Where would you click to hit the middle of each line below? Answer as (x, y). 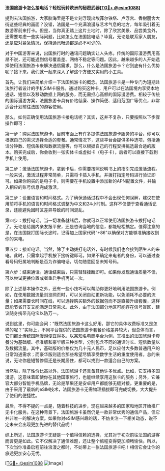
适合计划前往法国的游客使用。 (35, 107)
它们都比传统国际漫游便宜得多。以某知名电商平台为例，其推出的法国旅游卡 (80, 336)
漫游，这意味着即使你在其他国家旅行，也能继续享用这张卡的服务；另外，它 (80, 377)
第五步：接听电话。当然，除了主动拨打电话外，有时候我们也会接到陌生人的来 (82, 249)
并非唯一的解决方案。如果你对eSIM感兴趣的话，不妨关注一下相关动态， (77, 418)
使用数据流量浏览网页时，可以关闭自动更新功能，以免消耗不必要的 (84, 295)
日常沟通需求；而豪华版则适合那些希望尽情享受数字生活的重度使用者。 (76, 354)
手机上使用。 (18, 158)
